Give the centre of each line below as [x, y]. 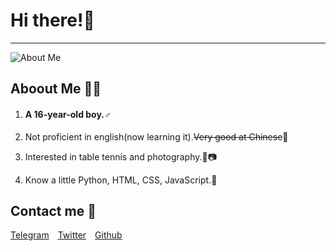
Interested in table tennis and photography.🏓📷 [121, 156]
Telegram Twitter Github [66, 235]
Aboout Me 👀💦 [56, 89]
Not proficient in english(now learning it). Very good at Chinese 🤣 [156, 136]
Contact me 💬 [53, 210]
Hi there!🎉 [52, 20]
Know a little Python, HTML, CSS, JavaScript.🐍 [121, 180]
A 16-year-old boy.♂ [68, 114]
